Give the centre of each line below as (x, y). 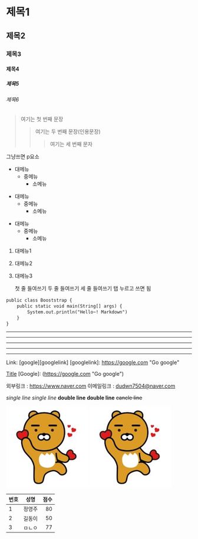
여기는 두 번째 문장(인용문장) (68, 131)
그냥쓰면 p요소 (23, 156)
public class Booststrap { (39, 300)
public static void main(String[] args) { (70, 306)
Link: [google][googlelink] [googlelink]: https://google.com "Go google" (93, 362)
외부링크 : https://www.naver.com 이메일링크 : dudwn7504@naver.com (91, 386)
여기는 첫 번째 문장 (42, 119)
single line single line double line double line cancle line (74, 398)
